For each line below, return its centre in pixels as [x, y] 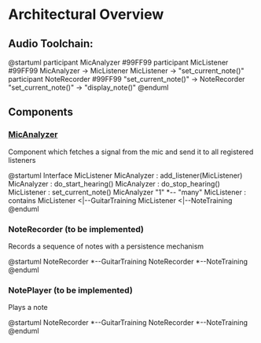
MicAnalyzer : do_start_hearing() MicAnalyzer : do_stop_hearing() [114, 183]
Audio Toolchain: [51, 44]
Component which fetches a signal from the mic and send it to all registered [131, 152]
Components [40, 112]
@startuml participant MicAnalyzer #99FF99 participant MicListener [118, 62]
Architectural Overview [86, 15]
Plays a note [28, 308]
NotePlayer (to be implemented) [71, 290]
